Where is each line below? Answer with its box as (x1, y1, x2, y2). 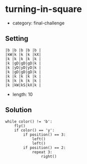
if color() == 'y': (14, 128, 55, 133)
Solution (5, 106, 32, 114)
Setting (5, 34, 28, 43)
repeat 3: (31, 150, 52, 155)
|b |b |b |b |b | (5, 47, 41, 53)
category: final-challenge (12, 20, 65, 26)
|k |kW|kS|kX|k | (5, 82, 41, 88)
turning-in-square (5, 3, 82, 15)
